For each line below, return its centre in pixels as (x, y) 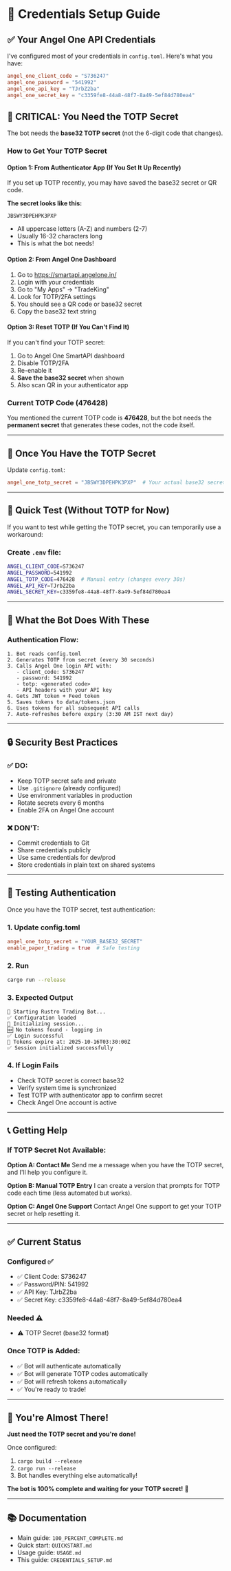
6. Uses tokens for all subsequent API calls (73, 708)
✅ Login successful (35, 1036)
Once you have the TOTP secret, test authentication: (81, 910)
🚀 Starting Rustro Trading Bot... (57, 1012)
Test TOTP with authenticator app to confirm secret (90, 1095)
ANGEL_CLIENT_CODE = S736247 (46, 566)
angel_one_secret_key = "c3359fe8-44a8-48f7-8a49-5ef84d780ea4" (101, 95)
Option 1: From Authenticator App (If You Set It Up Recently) (94, 167)
